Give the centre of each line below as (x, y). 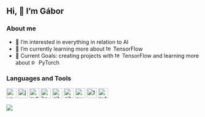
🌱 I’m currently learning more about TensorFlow (79, 49)
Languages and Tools (39, 78)
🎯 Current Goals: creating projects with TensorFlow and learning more (107, 55)
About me (21, 29)
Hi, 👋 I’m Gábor (35, 11)
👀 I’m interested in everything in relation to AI (72, 42)
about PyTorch (37, 62)
